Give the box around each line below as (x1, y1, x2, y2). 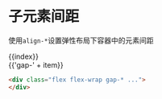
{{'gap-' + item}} (8, 60, 64, 69)
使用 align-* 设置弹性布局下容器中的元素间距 (8, 35, 155, 45)
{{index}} (8, 52, 39, 61)
